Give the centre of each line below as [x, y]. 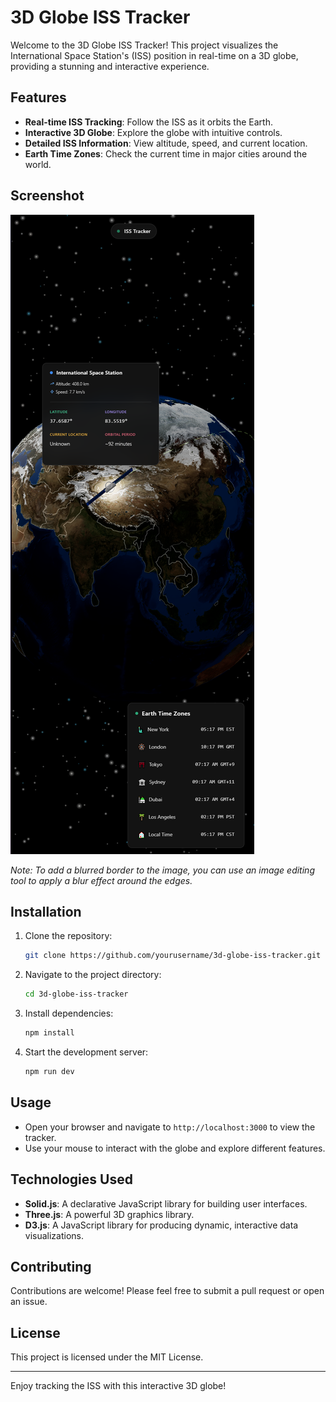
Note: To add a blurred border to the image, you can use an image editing [162, 870]
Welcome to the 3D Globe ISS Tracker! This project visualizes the [144, 45]
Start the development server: [86, 1052]
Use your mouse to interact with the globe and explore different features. [175, 1148]
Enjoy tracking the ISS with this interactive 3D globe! [118, 1386]
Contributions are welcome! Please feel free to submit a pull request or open [167, 1291]
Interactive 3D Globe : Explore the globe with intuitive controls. [153, 132]
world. [38, 164]
